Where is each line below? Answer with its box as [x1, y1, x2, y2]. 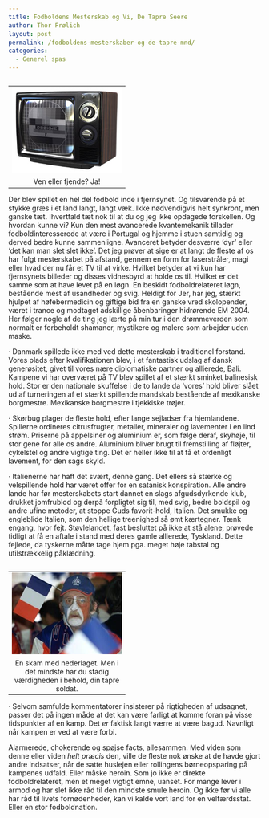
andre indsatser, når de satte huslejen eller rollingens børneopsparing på [8, 759, 248, 769]
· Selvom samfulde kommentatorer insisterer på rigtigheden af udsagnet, [8, 702, 248, 710]
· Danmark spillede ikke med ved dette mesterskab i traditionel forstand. [8, 346, 246, 356]
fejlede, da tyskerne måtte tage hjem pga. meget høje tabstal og [8, 539, 220, 549]
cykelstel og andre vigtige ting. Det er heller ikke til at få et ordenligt [8, 447, 231, 457]
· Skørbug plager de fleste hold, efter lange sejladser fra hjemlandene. [8, 413, 239, 423]
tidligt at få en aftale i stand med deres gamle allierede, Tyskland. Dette [8, 531, 243, 541]
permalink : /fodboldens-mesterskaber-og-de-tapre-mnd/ [8, 39, 195, 47]
